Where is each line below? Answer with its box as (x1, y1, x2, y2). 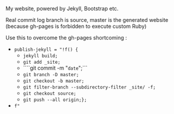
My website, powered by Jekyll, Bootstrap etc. (5, 5, 119, 12)
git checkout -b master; (22, 78, 85, 84)
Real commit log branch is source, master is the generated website (5, 17, 169, 23)
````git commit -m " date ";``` (22, 64, 88, 71)
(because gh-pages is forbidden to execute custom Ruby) (5, 23, 147, 30)
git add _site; (22, 59, 60, 65)
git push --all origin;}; (22, 97, 87, 103)
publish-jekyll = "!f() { (14, 47, 78, 53)
